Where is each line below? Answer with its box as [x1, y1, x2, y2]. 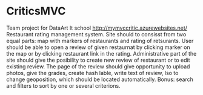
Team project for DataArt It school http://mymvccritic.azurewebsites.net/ [6, 24, 188, 31]
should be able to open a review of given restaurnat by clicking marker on [6, 44, 190, 51]
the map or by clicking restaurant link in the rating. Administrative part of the [6, 50, 197, 57]
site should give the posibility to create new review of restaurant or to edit [6, 56, 190, 64]
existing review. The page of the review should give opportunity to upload [6, 62, 190, 70]
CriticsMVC [6, 4, 66, 18]
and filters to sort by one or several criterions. [6, 82, 121, 89]
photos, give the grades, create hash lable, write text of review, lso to [6, 69, 179, 76]
